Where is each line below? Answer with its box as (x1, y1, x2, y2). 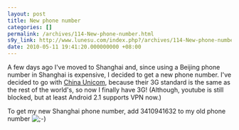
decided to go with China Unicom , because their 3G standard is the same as (7, 78, 231, 86)
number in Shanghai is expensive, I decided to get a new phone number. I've (7, 70, 232, 79)
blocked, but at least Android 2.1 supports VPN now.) (7, 93, 161, 102)
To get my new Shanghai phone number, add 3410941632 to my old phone (7, 107, 226, 115)
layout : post (7, 10, 46, 18)
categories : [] (7, 23, 53, 31)
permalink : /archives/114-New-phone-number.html (7, 30, 154, 38)
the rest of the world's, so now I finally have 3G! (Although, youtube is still (7, 86, 224, 94)
